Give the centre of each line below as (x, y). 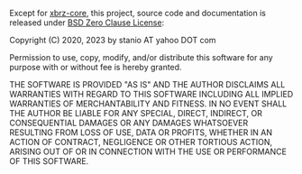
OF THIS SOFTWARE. (49, 161)
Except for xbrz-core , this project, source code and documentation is (137, 13)
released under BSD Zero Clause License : (87, 23)
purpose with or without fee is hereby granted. (96, 67)
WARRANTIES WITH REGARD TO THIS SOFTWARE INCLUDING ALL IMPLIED (151, 94)
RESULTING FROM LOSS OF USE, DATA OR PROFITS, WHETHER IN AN (141, 133)
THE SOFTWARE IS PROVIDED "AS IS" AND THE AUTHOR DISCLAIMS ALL (147, 84)
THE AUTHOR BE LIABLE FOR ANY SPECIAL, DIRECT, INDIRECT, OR (136, 113)
